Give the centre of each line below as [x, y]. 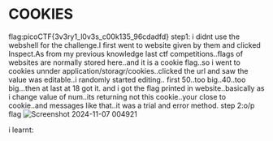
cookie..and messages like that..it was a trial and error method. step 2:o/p [132, 105]
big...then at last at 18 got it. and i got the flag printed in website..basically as [136, 88]
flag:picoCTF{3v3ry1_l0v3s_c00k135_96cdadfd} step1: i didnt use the [124, 36]
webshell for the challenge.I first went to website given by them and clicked [135, 45]
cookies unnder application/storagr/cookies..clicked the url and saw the [129, 70]
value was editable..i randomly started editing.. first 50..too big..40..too [127, 79]
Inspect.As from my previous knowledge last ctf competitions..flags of [126, 53]
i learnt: [21, 130]
